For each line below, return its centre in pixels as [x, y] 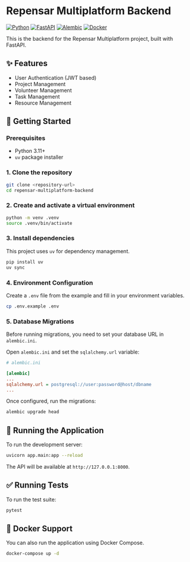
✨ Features [27, 63]
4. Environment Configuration [50, 283]
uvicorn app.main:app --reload [45, 456]
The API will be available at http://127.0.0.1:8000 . [68, 466]
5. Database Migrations [40, 321]
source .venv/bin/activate [39, 223]
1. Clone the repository [39, 172]
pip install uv [25, 262]
